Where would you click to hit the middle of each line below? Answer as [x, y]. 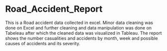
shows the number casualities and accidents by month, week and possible [82, 38]
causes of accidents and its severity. [43, 43]
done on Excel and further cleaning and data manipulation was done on [79, 27]
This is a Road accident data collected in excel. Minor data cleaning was [79, 23]
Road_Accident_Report [54, 9]
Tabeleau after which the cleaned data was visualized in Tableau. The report [83, 33]
